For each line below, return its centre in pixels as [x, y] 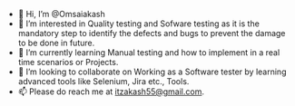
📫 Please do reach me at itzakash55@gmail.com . [111, 92]
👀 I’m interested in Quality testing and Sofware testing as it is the [139, 24]
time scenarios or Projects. [68, 62]
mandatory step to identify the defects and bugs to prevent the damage [152, 33]
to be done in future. [56, 43]
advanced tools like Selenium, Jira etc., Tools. [103, 81]
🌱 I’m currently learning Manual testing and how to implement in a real [149, 53]
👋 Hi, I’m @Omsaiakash [62, 14]
